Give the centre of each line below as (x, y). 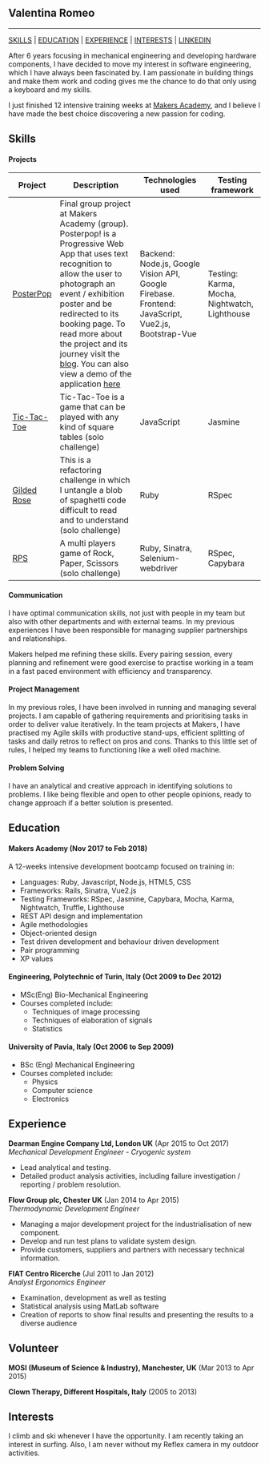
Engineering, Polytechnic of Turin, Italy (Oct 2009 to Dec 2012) (115, 977)
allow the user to (91, 274)
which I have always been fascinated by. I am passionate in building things (131, 72)
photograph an (88, 284)
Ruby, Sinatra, (166, 548)
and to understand (94, 520)
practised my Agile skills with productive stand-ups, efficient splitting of (127, 732)
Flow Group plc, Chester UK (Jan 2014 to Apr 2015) (94, 1200)
